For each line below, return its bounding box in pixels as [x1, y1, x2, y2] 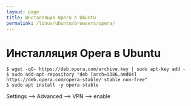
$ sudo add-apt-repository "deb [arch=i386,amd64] [6, 71, 137, 78]
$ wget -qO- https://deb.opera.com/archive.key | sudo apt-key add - [6, 66, 186, 73]
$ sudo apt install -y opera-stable [6, 82, 99, 88]
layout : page [6, 8, 39, 15]
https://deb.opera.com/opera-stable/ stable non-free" [6, 77, 148, 83]
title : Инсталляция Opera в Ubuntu [6, 15, 96, 21]
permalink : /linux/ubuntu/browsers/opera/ [6, 20, 115, 26]
